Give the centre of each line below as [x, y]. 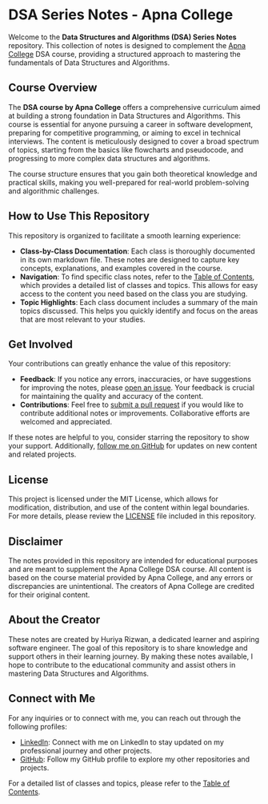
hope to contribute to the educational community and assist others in [122, 664]
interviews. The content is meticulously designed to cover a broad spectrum [134, 141]
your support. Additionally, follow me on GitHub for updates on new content [133, 446]
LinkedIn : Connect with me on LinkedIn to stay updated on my [122, 742]
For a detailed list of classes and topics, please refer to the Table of [119, 783]
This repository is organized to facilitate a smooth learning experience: [125, 235]
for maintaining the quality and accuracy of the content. [112, 396]
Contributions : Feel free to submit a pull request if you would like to [132, 405]
